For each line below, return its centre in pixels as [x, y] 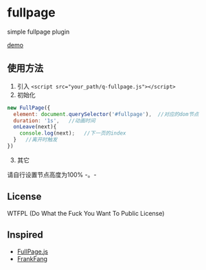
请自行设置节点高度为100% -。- [52, 175]
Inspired [25, 235]
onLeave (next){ [35, 127]
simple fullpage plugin [38, 32]
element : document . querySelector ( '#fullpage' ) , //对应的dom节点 [106, 114]
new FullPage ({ [29, 108]
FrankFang [32, 258]
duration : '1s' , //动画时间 [55, 121]
